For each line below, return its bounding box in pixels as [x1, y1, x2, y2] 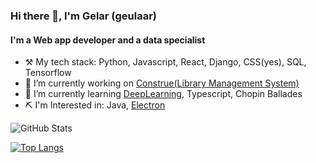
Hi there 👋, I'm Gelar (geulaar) [10, 9, 157, 23]
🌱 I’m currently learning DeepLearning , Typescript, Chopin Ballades [24, 88, 303, 100]
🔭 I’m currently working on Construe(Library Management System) [24, 77, 300, 89]
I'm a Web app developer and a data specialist [10, 34, 206, 46]
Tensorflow [24, 67, 72, 79]
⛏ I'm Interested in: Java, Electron [24, 99, 166, 111]
